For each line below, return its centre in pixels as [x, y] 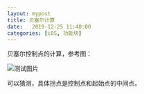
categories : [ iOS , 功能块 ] [44, 33]
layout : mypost [29, 14]
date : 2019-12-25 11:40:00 [49, 26]
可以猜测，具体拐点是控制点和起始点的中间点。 [74, 84]
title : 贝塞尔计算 [31, 20]
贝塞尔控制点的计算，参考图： [49, 54]
